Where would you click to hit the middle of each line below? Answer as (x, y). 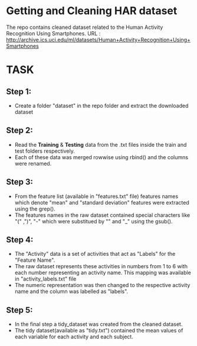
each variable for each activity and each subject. (74, 337)
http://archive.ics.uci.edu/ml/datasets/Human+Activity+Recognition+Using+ (98, 39)
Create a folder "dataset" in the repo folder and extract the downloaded (101, 106)
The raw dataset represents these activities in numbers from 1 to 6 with (101, 266)
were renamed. (33, 163)
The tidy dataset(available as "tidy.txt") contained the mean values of (99, 331)
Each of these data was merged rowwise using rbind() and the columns (101, 157)
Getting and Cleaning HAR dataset (92, 11)
